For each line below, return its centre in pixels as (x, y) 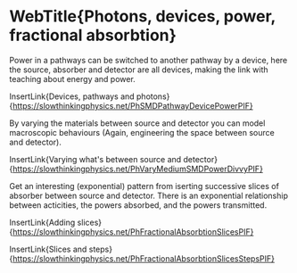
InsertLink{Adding (42, 222)
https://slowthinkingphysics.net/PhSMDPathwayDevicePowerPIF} (132, 105)
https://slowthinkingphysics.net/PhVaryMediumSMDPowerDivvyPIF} (137, 169)
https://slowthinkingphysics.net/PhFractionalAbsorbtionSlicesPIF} (133, 232)
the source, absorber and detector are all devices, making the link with (139, 70)
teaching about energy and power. (72, 79)
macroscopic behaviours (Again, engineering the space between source (142, 132)
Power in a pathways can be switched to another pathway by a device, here (148, 60)
